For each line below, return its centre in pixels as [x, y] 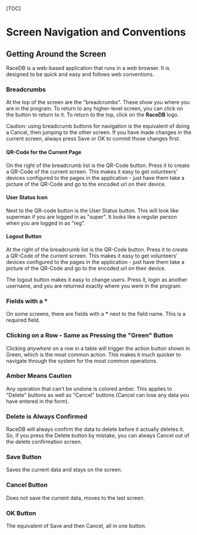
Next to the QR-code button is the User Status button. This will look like [93, 210]
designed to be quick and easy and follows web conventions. [80, 74]
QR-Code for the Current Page [44, 152]
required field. [23, 320]
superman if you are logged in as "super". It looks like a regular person [92, 216]
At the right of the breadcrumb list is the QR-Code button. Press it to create [97, 249]
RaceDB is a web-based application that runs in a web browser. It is [88, 68]
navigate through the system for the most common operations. [82, 360]
